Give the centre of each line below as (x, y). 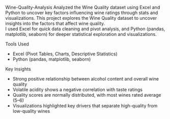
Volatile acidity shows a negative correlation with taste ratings (78, 90)
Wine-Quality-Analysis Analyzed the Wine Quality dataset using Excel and (83, 7)
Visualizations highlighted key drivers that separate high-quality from (85, 106)
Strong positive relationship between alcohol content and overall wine (86, 79)
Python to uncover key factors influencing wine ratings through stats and (82, 13)
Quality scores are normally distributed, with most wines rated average (87, 95)
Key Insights (18, 69)
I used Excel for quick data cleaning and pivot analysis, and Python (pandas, (85, 29)
